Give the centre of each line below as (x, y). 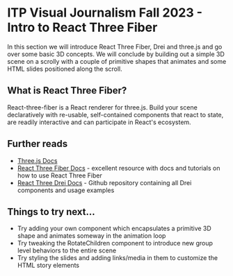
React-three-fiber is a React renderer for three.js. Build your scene (103, 107)
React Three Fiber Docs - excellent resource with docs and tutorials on (119, 168)
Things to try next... (51, 212)
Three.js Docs (37, 160)
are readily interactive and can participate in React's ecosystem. (99, 122)
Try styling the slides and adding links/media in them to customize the (117, 258)
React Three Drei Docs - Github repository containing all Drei (104, 182)
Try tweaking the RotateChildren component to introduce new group (115, 243)
